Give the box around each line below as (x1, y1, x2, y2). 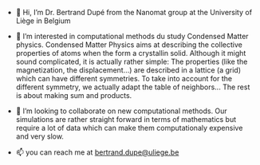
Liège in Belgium (15, 16, 71, 26)
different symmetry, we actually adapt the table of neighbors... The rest (15, 82, 250, 92)
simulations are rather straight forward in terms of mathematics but (15, 115, 237, 124)
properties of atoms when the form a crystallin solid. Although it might (15, 49, 246, 57)
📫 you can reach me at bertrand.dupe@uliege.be (15, 147, 179, 157)
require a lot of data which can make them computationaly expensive (15, 124, 243, 132)
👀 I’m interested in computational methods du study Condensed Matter (15, 32, 249, 41)
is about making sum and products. (15, 91, 132, 100)
